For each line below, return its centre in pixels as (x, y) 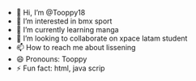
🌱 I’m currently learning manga (67, 30)
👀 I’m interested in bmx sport (64, 21)
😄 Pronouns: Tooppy (51, 59)
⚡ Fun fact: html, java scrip (60, 68)
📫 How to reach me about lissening (76, 47)
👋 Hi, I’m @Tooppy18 (51, 13)
